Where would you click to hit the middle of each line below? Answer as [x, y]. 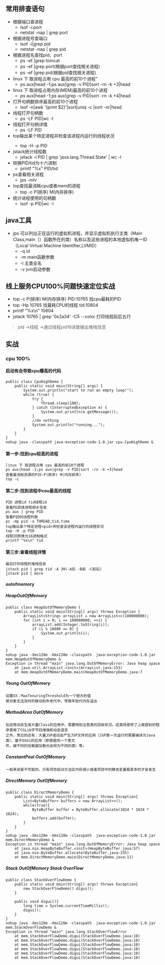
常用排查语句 [25, 9]
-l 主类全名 [31, 263]
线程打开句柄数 [28, 113]
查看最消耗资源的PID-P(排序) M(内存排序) [44, 475]
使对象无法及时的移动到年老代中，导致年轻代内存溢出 [51, 701]
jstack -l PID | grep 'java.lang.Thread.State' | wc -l [71, 157]
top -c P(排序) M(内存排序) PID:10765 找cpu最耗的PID [67, 299]
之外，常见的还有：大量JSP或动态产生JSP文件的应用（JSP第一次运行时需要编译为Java [81, 736]
